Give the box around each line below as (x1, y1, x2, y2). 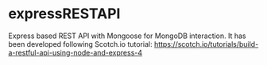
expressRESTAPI (8, 5, 121, 23)
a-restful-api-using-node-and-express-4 (8, 48, 143, 57)
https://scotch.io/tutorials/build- (153, 39, 259, 48)
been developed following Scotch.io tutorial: (8, 39, 153, 48)
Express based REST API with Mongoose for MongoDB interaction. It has (8, 31, 246, 40)
